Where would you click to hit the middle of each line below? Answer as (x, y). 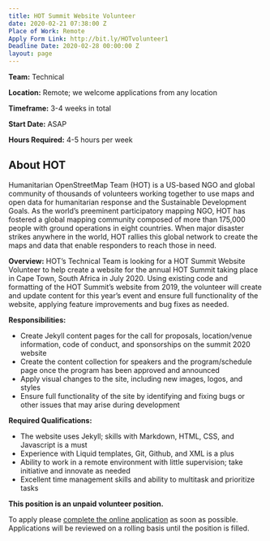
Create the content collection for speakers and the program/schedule (136, 361)
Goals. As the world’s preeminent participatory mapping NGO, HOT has (127, 210)
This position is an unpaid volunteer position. (86, 504)
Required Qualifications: (50, 420)
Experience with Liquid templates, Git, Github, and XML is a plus (127, 453)
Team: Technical (36, 77)
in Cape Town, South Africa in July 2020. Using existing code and (118, 278)
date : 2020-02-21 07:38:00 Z (58, 24)
